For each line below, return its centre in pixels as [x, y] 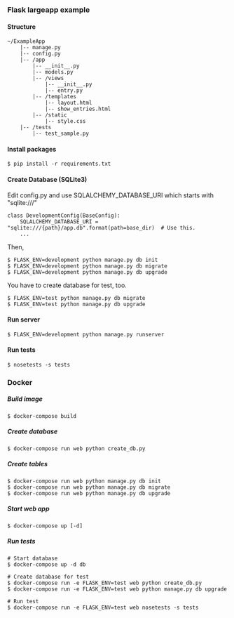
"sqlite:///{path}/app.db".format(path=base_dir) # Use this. [102, 228]
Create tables [27, 464]
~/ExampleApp [26, 41]
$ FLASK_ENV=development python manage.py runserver [86, 334]
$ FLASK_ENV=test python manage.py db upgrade [76, 304]
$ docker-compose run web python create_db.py [76, 448]
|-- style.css [65, 121]
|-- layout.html [68, 103]
